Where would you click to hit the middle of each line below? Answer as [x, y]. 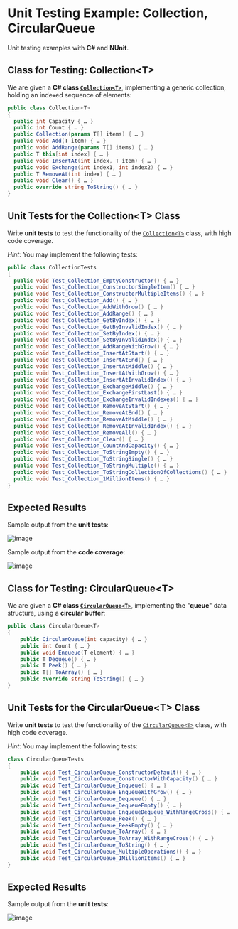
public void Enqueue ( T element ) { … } [77, 653]
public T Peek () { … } [54, 666]
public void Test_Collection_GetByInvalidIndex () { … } [98, 327]
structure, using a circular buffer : [56, 613]
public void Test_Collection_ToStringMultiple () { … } [97, 466]
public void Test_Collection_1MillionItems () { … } [92, 479]
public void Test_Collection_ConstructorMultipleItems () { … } [109, 294]
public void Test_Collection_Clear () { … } [79, 439]
